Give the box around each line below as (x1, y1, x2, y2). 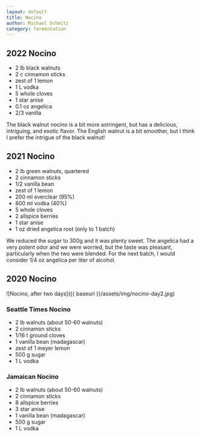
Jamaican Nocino (6, 372, 59, 381)
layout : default (6, 8, 47, 15)
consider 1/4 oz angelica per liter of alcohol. (6, 256, 116, 263)
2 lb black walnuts (15, 64, 61, 71)
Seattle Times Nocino (6, 305, 71, 314)
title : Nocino (6, 15, 42, 21)
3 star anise (15, 406, 45, 413)
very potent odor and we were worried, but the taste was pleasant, (6, 243, 173, 251)
